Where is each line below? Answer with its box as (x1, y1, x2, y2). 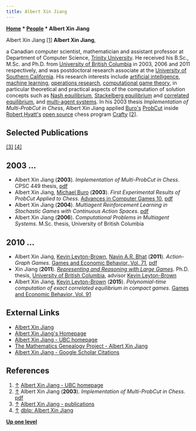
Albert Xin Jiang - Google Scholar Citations (14, 348, 120, 355)
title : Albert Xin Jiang (6, 8, 67, 15)
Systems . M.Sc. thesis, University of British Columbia (14, 220, 144, 228)
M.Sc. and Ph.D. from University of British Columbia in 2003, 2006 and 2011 (6, 60, 191, 67)
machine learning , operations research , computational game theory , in (6, 79, 177, 86)
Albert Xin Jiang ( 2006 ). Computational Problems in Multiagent (14, 214, 169, 221)
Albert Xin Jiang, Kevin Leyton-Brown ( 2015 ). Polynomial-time (14, 278, 166, 286)
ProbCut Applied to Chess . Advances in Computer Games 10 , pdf (14, 195, 173, 202)
